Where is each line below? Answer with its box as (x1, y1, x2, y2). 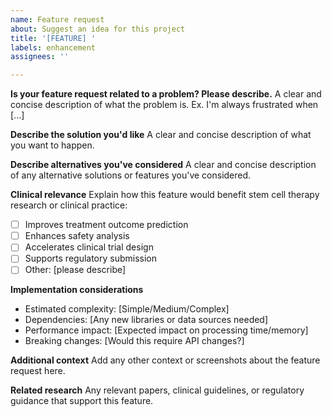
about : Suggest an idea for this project (10, 24, 186, 34)
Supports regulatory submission (24, 252, 158, 265)
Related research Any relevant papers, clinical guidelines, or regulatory (10, 384, 305, 396)
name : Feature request (10, 14, 105, 25)
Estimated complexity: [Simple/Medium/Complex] (24, 303, 230, 315)
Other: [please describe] (24, 264, 127, 276)
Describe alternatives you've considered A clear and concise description (10, 159, 317, 171)
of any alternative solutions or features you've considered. (10, 169, 252, 181)
